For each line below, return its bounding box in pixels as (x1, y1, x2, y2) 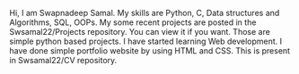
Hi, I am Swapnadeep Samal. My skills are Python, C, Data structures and (9, 8, 280, 18)
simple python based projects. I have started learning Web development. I (9, 36, 283, 46)
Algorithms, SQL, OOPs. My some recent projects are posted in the (9, 17, 257, 28)
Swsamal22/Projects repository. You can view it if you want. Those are (9, 27, 271, 37)
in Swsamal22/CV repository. (9, 55, 118, 65)
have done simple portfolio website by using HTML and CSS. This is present (9, 45, 290, 56)
